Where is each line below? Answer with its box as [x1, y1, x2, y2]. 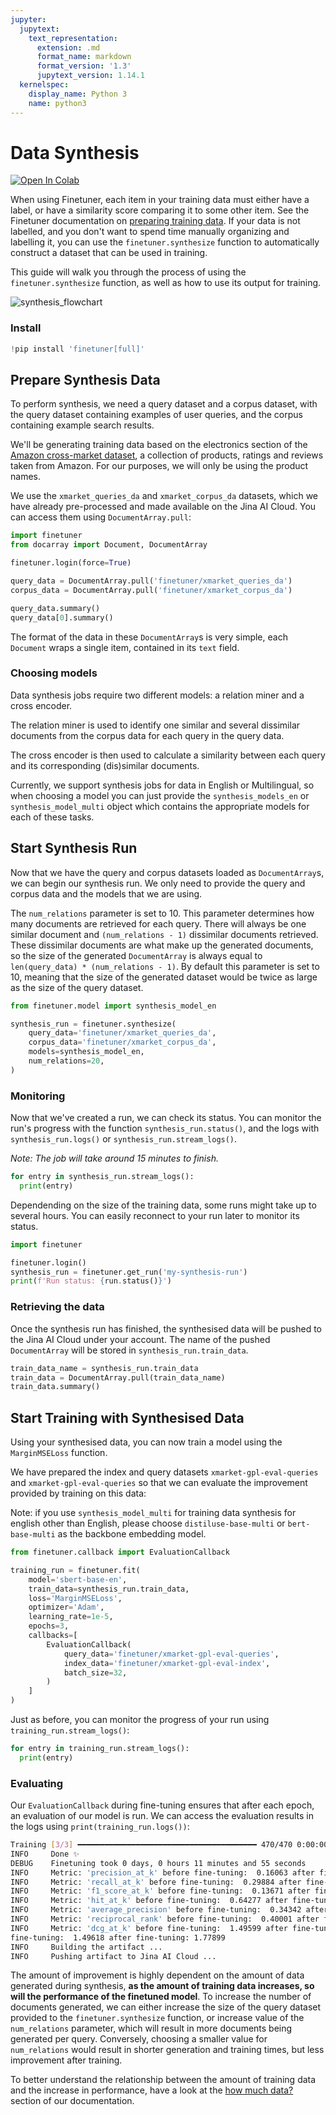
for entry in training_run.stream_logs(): [10, 1744, 190, 1754]
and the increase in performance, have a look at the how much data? [10, 2084, 294, 2096]
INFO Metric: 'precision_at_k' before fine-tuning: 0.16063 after [10, 1867, 315, 1878]
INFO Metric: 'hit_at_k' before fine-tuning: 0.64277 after [10, 1896, 288, 1906]
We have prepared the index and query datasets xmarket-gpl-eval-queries [10, 1466, 319, 1478]
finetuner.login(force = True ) [10, 558, 132, 568]
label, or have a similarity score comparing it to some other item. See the [10, 204, 310, 216]
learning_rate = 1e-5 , [28, 1612, 114, 1622]
